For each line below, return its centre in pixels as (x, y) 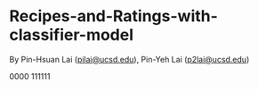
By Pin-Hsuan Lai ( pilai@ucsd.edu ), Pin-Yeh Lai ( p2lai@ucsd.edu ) (129, 59)
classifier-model (72, 35)
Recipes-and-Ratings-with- (113, 16)
